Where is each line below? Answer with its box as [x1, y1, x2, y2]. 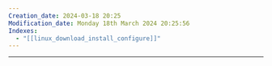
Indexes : [8, 27, 38, 35]
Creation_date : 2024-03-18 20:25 [8, 11, 121, 20]
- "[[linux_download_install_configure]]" [15, 34, 161, 43]
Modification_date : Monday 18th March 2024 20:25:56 [8, 19, 190, 27]
